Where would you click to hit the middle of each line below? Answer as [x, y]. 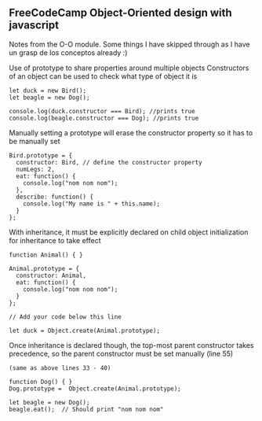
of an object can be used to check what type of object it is [103, 76]
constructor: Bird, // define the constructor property [109, 162]
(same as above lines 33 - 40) [60, 368]
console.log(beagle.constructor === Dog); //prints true [104, 118]
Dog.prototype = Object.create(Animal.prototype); [95, 389]
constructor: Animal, [51, 275]
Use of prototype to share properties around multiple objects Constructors [129, 68]
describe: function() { [55, 197]
